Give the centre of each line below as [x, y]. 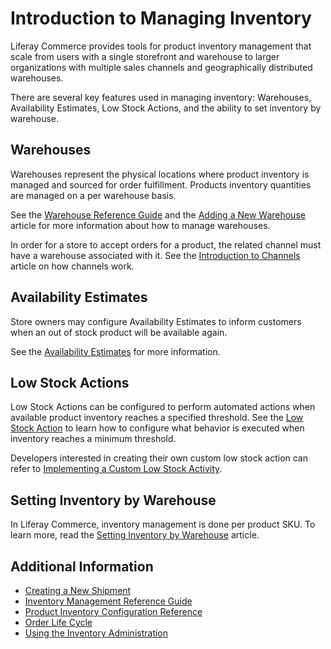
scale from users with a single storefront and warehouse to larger [145, 56]
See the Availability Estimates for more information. [115, 351]
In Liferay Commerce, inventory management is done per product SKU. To [163, 524]
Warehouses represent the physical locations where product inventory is [160, 174]
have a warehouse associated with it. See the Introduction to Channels [155, 255]
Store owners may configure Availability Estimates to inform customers [156, 321]
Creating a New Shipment [78, 590]
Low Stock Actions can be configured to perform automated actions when [163, 407]
